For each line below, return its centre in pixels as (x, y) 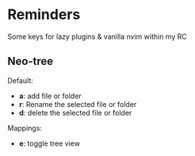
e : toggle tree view (50, 143)
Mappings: (25, 127)
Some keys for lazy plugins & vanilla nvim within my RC (97, 36)
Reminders (44, 15)
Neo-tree (30, 61)
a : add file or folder (50, 96)
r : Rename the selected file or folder (78, 104)
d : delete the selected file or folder (75, 112)
